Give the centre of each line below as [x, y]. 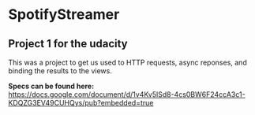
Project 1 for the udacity [68, 44]
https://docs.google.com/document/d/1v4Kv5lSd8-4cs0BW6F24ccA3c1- [127, 95]
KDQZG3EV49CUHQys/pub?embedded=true [81, 103]
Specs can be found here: [51, 86]
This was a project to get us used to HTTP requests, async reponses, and [127, 62]
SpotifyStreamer [64, 15]
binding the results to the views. [60, 71]
